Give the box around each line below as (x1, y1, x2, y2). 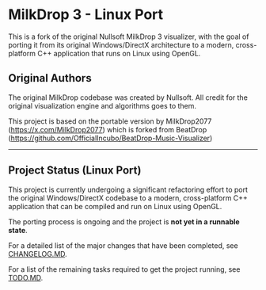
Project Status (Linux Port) (8, 164, 142, 177)
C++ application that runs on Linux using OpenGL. (36, 48, 201, 58)
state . (8, 225, 28, 235)
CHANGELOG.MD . (8, 249, 67, 258)
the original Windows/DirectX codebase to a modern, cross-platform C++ (8, 193, 248, 203)
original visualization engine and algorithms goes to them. (8, 101, 196, 110)
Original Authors (8, 71, 93, 85)
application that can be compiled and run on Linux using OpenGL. (8, 201, 222, 211)
